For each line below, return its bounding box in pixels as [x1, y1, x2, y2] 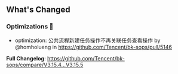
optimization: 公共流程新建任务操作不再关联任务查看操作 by [14, 37, 161, 44]
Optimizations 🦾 [6, 22, 54, 31]
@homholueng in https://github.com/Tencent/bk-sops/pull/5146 [14, 43, 172, 50]
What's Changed [6, 5, 70, 15]
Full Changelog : [6, 54, 46, 62]
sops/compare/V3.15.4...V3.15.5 [6, 61, 84, 68]
